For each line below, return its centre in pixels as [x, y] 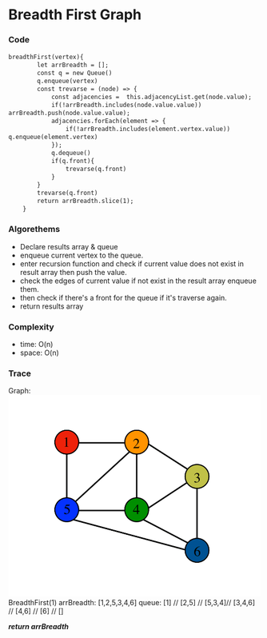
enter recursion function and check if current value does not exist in [132, 263]
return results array [52, 306]
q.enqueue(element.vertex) [53, 138]
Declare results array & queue [69, 246]
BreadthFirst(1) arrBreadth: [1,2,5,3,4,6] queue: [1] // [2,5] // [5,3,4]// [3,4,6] [132, 602]
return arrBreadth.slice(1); [86, 201]
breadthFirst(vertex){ [46, 58]
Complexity [31, 327]
